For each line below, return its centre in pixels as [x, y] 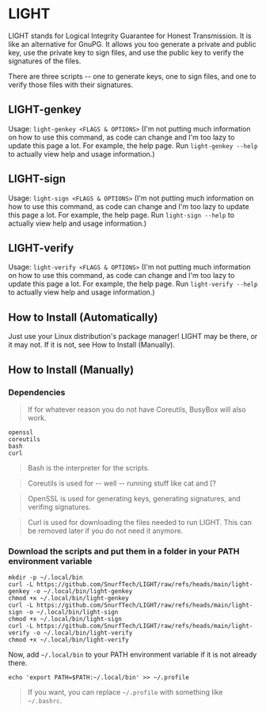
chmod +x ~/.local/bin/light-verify [68, 640]
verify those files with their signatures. [70, 85]
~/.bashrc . [45, 701]
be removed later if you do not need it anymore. [105, 531]
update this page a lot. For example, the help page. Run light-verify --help [133, 284]
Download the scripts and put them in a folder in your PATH [124, 551]
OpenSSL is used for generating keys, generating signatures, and [134, 498]
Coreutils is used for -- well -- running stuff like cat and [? [122, 483]
